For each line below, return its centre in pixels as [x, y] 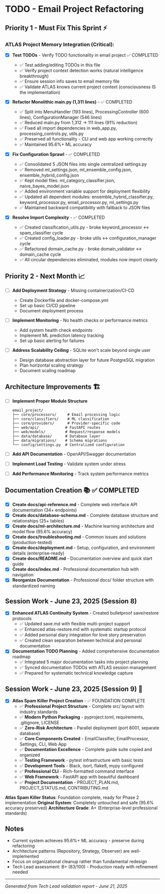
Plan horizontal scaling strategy [51, 365]
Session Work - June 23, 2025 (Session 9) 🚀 [74, 689]
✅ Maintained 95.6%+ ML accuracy [55, 144]
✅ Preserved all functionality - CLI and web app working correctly [86, 139]
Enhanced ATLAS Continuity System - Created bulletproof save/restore [85, 613]
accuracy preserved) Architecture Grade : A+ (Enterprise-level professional [82, 808]
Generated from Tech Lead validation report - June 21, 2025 [66, 886]
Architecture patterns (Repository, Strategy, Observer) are [71, 851]
